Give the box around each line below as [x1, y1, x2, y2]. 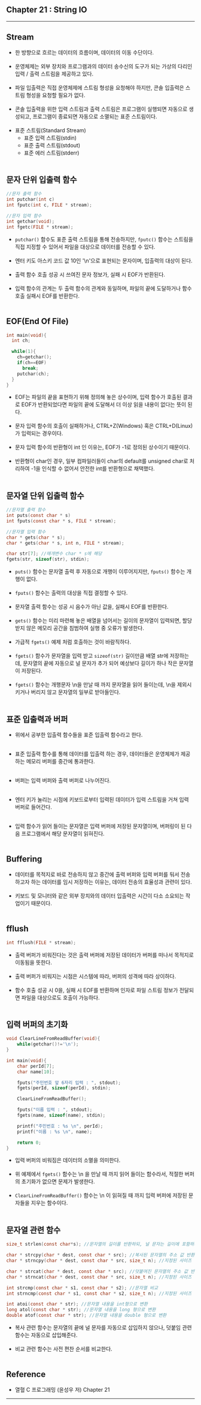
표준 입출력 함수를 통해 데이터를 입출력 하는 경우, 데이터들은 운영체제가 [14, 750, 179, 757]
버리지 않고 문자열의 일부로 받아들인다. [31, 688, 121, 696]
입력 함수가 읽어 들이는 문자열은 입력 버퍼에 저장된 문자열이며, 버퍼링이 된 [14, 823, 186, 829]
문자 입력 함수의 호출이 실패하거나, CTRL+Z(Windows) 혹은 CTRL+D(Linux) [14, 422, 193, 430]
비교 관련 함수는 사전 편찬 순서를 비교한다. [14, 1345, 112, 1352]
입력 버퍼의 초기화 [6, 1019, 68, 1029]
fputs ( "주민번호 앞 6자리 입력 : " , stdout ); [17, 1080, 121, 1086]
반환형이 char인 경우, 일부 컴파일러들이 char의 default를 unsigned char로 [14, 458, 188, 465]
